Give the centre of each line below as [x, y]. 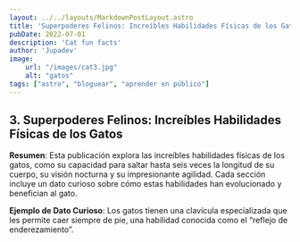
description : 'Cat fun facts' [66, 42]
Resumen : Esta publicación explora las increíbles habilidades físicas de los [147, 155]
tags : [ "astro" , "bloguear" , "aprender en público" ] [109, 84]
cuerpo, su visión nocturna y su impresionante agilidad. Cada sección [137, 174]
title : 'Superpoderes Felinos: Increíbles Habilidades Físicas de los [143, 26]
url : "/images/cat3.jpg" [71, 68]
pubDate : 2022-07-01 [48, 34]
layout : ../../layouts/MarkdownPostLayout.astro [101, 17]
